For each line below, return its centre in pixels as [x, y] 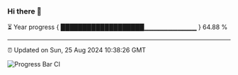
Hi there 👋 [25, 11]
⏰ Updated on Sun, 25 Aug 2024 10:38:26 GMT [77, 50]
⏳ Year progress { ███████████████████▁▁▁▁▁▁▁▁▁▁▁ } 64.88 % [118, 27]
